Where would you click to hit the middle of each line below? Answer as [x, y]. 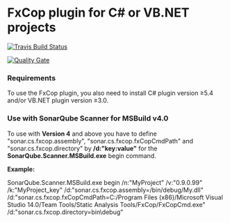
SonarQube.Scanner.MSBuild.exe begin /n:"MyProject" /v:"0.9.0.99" [105, 182]
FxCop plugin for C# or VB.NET [98, 13]
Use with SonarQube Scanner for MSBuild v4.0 [88, 118]
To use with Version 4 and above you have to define [82, 134]
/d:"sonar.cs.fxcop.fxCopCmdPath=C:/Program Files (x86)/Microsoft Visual [115, 197]
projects [32, 27]
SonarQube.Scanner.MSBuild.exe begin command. [82, 155]
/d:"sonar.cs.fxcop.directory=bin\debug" [65, 212]
